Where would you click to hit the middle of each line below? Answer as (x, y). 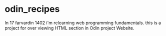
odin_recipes (32, 9)
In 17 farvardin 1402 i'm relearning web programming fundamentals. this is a (83, 23)
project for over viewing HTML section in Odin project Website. (69, 28)
